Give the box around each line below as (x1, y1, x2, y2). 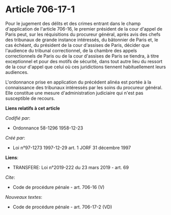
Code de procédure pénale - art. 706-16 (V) (12, 184, 105, 190)
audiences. (5, 69, 29, 75)
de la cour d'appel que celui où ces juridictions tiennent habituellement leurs (5, 64, 166, 70)
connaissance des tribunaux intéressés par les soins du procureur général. (5, 84, 163, 90)
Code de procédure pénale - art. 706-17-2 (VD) (12, 204, 112, 210)
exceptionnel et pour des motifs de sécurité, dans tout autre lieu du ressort (5, 58, 163, 64)
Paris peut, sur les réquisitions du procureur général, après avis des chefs (5, 31, 161, 37)
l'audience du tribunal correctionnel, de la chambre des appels (5, 47, 137, 53)
